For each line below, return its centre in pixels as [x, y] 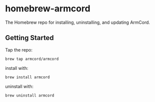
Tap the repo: [19, 50]
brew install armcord [28, 77]
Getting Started [30, 38]
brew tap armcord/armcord [32, 59]
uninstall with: [19, 86]
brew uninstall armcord [30, 95]
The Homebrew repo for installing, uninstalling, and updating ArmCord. [78, 22]
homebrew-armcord [48, 9]
